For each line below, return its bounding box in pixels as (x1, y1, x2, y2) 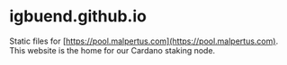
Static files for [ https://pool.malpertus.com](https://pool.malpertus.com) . (9, 36, 279, 46)
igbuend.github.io (9, 6, 147, 27)
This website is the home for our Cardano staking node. (9, 45, 216, 55)
